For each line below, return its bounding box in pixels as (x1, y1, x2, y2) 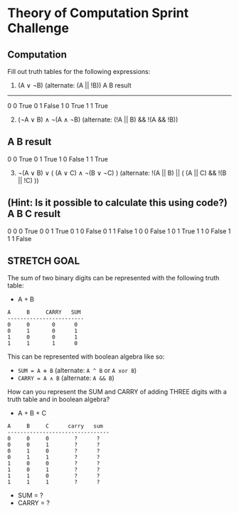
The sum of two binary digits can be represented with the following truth (7, 274, 220, 282)
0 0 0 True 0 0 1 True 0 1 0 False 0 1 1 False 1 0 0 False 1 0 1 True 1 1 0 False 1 (7, 226, 231, 236)
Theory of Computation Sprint (7, 5, 189, 21)
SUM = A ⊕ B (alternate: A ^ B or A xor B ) (17, 366, 137, 375)
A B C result (7, 208, 61, 220)
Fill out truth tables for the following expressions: (7, 68, 151, 75)
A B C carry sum (7, 423, 103, 430)
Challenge (7, 20, 70, 36)
